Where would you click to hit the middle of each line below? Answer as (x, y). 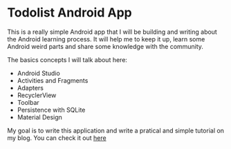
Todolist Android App (70, 13)
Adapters (30, 88)
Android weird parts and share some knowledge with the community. (105, 46)
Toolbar (28, 102)
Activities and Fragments (53, 80)
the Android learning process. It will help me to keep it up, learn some (106, 39)
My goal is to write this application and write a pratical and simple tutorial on (116, 130)
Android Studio (38, 73)
